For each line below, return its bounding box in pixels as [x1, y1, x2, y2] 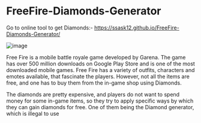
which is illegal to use [6, 110, 59, 117]
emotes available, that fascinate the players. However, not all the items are [6, 73, 190, 80]
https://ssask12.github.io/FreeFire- [94, 24, 180, 31]
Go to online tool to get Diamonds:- [6, 24, 93, 31]
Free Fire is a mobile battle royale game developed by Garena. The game [6, 53, 186, 61]
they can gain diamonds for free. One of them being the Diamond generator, [6, 103, 194, 110]
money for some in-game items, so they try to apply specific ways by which [6, 97, 194, 104]
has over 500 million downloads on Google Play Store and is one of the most [6, 60, 195, 67]
